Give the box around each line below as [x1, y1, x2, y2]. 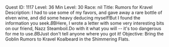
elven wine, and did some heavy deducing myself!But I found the [5, 15, 141, 20]
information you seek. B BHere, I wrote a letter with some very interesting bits [5, 20, 164, 26]
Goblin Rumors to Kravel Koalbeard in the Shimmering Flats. [5, 36, 130, 42]
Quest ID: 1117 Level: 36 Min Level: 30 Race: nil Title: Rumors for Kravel [5, 4, 153, 10]
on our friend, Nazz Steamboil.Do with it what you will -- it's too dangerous [5, 25, 161, 31]
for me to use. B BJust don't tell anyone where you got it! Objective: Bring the [5, 31, 164, 36]
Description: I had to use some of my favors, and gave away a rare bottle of [5, 9, 162, 15]
